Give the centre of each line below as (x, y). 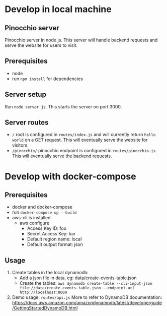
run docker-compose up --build (44, 212)
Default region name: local (54, 239)
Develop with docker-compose (70, 176)
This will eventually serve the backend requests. (62, 156)
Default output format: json (55, 244)
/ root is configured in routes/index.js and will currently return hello (84, 135)
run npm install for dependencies (48, 79)
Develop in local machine (58, 9)
